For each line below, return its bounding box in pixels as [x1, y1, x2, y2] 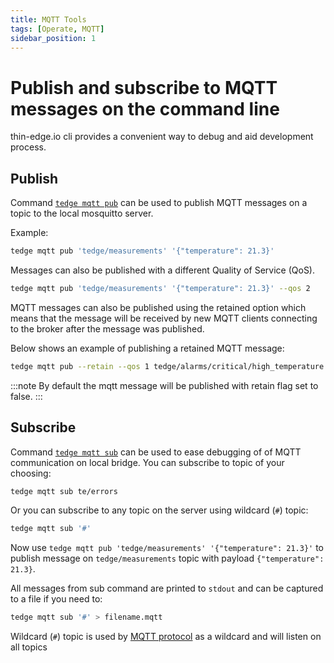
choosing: [10, 467, 52, 479]
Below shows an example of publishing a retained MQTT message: [10, 342, 285, 354]
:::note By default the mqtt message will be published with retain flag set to [10, 379, 319, 391]
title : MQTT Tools [10, 14, 87, 25]
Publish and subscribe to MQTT [10, 76, 278, 99]
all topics [10, 641, 48, 653]
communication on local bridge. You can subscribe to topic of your [10, 456, 285, 468]
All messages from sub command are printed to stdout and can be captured [10, 582, 324, 595]
